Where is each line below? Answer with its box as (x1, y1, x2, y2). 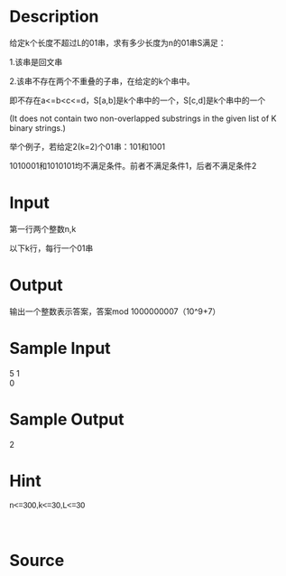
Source (9, 551, 65, 571)
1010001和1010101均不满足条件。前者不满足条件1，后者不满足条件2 (9, 160, 257, 171)
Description (9, 6, 99, 27)
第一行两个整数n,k (9, 223, 77, 234)
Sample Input (9, 339, 111, 358)
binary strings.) (9, 122, 66, 133)
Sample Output (9, 409, 125, 430)
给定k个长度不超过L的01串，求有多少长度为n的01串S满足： (9, 37, 226, 48)
